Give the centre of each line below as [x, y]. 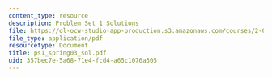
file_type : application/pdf [56, 38]
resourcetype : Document [49, 46]
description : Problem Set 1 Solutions [74, 23]
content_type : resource [49, 16]
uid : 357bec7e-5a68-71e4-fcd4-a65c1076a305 [83, 61]
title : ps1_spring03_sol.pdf [57, 53]
